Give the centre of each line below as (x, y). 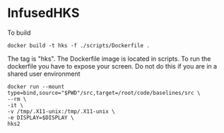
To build (19, 33)
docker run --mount (36, 86)
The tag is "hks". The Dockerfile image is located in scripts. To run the (109, 59)
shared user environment (44, 74)
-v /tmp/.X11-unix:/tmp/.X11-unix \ (61, 111)
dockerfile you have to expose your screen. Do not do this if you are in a (112, 66)
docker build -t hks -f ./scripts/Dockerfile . (79, 45)
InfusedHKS (43, 13)
